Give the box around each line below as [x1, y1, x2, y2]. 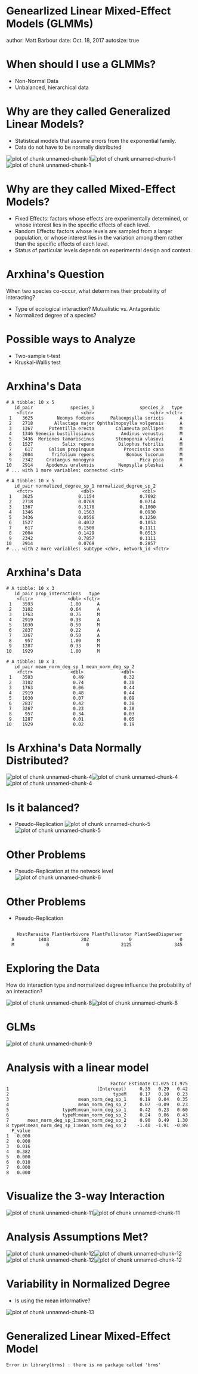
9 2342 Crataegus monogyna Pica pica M [8, 457, 183, 463]
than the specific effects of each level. [14, 240, 109, 247]
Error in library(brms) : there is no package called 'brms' [6, 1361, 162, 1368]
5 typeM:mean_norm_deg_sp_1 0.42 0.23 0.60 [6, 1107, 188, 1113]
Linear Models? [6, 118, 85, 131]
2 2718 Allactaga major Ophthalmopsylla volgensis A [8, 420, 183, 426]
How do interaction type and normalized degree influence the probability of [6, 981, 192, 989]
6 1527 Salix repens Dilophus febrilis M [8, 441, 183, 447]
